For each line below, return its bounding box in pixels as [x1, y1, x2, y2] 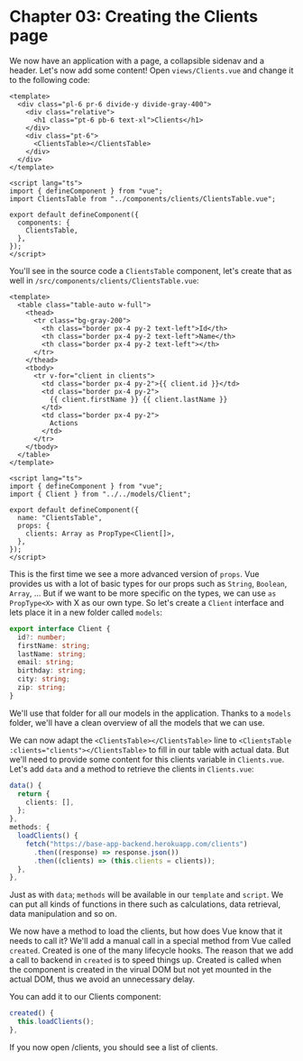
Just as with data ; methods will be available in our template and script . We [9, 890, 284, 901]
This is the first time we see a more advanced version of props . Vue [9, 568, 260, 579]
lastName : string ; [17, 649, 87, 659]
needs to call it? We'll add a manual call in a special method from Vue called [9, 936, 291, 947]
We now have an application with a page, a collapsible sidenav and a [9, 55, 264, 66]
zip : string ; [17, 683, 67, 692]
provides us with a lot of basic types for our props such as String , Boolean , [9, 578, 288, 589]
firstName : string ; [17, 641, 91, 650]
